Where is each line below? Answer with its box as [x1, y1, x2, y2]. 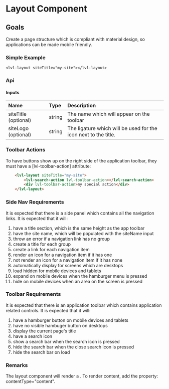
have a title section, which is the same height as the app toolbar [13, 225, 145, 231]
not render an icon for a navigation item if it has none [13, 257, 123, 263]
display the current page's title [13, 328, 77, 334]
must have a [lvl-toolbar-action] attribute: [6, 163, 91, 169]
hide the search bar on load [13, 349, 70, 355]
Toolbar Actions [6, 146, 46, 153]
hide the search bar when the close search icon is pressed [13, 344, 134, 350]
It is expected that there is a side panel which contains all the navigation [6, 210, 154, 216]
